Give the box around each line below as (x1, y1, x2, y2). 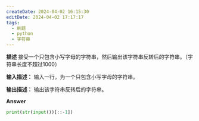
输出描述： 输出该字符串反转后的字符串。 (6, 86, 107, 93)
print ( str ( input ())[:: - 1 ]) (6, 109, 73, 115)
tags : (6, 20, 20, 26)
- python (11, 31, 33, 37)
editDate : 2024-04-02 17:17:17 (6, 14, 84, 20)
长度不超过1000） (16, 60, 61, 68)
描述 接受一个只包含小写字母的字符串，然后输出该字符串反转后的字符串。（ (6, 53, 188, 60)
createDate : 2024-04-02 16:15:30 (6, 8, 89, 15)
